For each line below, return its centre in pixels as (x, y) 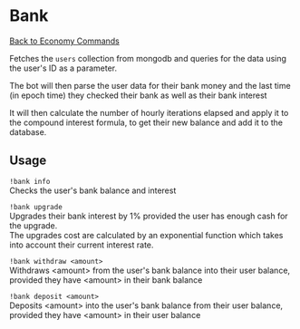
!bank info (30, 181)
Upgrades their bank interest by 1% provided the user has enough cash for (149, 216)
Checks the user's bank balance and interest (93, 190)
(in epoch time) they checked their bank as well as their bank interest (138, 95)
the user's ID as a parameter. (63, 68)
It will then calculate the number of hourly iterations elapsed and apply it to (149, 112)
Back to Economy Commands (64, 41)
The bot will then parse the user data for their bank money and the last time (150, 85)
